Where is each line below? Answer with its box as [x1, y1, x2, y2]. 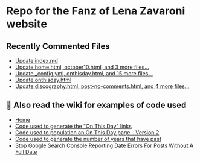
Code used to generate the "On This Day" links [15, 122, 132, 130]
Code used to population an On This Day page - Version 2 [15, 128, 160, 136]
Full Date [15, 148, 37, 155]
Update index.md [15, 57, 59, 64]
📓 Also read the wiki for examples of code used [6, 100, 187, 110]
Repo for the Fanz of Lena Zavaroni [6, 4, 185, 18]
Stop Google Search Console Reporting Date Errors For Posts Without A [15, 142, 194, 149]
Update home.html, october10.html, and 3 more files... [15, 63, 149, 71]
